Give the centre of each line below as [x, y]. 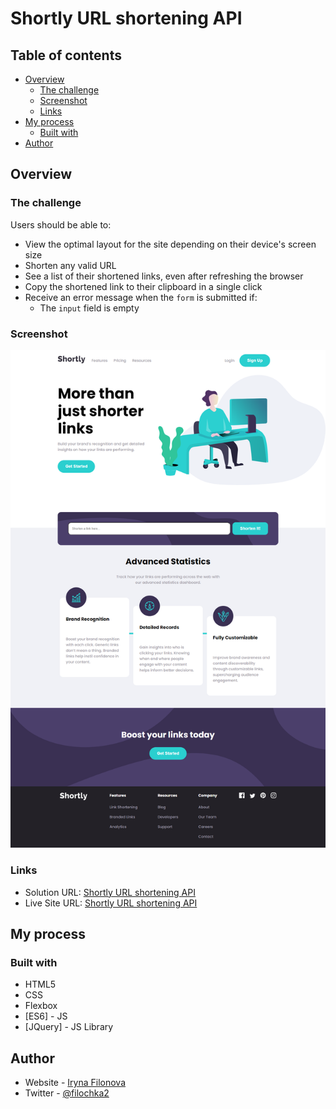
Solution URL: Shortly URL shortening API [110, 892]
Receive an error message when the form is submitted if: [141, 297]
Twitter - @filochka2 [67, 1093]
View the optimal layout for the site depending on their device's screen [170, 244]
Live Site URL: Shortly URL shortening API [111, 903]
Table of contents [66, 55]
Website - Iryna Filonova [75, 1083]
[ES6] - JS [46, 1016]
